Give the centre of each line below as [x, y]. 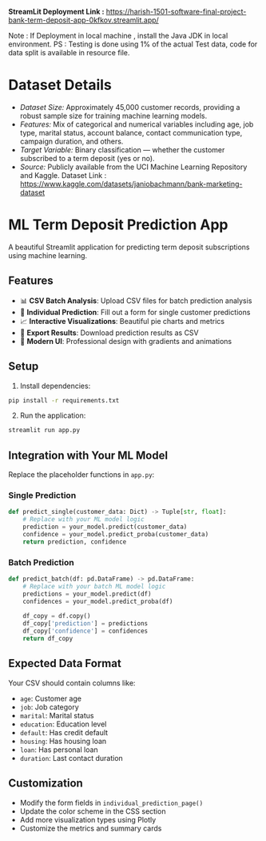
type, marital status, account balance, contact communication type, [131, 132]
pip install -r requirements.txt [64, 400]
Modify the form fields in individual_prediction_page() [111, 803]
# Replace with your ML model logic [84, 520]
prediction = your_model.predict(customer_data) [105, 527]
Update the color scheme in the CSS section [93, 811]
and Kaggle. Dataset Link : [63, 175]
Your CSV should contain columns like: [72, 683]
